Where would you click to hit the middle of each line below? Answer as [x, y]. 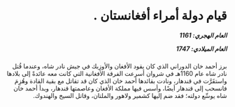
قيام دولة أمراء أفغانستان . [160, 16]
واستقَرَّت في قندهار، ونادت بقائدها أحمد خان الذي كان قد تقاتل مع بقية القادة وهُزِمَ [121, 81]
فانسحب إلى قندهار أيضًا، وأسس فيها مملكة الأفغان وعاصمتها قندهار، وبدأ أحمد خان [120, 88]
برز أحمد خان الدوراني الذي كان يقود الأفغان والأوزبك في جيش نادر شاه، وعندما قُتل [120, 66]
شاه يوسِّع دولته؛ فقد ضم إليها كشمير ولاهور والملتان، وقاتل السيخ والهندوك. [130, 96]
